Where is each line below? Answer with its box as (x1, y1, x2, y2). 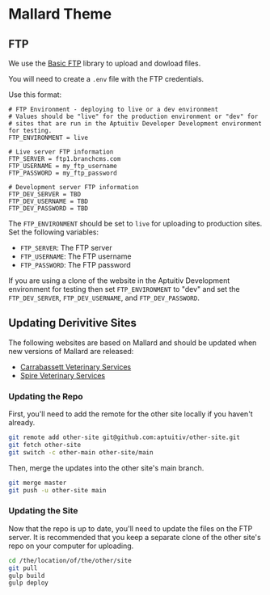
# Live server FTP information (8, 148, 114, 156)
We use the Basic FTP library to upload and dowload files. (8, 58, 201, 68)
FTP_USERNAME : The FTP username (19, 251, 132, 261)
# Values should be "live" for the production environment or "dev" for (8, 112, 259, 120)
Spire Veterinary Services (19, 370, 106, 380)
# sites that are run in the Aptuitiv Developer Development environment (8, 120, 263, 128)
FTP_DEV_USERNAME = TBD (8, 197, 89, 205)
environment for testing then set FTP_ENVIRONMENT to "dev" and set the (8, 285, 240, 293)
